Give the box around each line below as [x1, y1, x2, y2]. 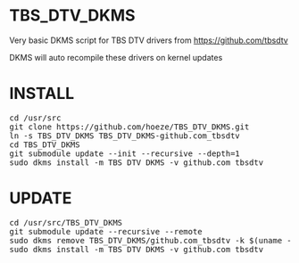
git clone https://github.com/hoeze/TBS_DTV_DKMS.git [9, 121, 250, 132]
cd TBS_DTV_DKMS [9, 139, 80, 150]
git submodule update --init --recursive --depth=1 [9, 148, 241, 159]
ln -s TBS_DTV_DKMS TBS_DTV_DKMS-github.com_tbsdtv [9, 130, 241, 141]
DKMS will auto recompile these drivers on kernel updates [9, 52, 223, 62]
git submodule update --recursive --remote [9, 226, 203, 236]
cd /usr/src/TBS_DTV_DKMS [9, 218, 123, 227]
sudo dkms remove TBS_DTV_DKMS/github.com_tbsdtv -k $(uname [9, 235, 283, 245]
